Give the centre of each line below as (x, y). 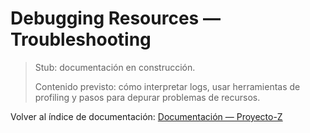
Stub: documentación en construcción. (115, 67)
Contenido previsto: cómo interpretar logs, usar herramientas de (167, 86)
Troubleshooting (81, 39)
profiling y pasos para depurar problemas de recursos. (147, 97)
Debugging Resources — (115, 18)
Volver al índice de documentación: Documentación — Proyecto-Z (146, 116)
